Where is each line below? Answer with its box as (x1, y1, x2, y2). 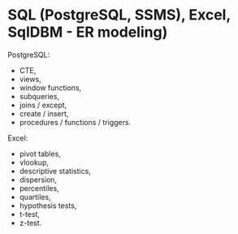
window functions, (19, 83, 82, 93)
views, (19, 74, 41, 84)
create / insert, (19, 108, 69, 119)
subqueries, (19, 91, 60, 101)
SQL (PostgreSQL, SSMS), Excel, (7, 6, 231, 24)
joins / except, (19, 100, 67, 110)
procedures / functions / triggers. (19, 117, 132, 127)
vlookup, (19, 157, 50, 167)
